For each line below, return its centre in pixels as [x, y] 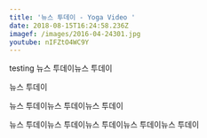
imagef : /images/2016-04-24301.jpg [75, 34]
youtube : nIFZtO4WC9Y [49, 42]
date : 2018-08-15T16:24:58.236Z [69, 26]
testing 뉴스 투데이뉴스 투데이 [61, 68]
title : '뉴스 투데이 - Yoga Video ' [72, 17]
